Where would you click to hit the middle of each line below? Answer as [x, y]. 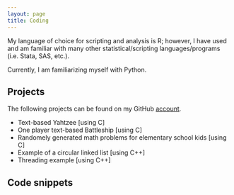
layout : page [27, 14]
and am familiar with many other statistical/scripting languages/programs [114, 48]
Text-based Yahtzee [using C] [61, 123]
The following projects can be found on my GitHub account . [94, 109]
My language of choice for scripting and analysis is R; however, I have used [117, 40]
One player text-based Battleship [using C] [80, 130]
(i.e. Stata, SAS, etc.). [39, 56]
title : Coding [28, 21]
